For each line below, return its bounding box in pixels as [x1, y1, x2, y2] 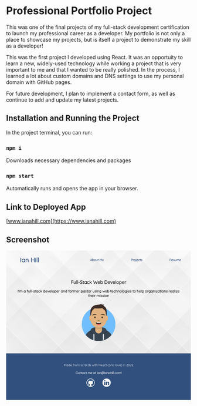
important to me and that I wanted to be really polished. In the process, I [6, 66, 180, 73]
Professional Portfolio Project [6, 4, 152, 18]
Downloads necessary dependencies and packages [6, 157, 131, 164]
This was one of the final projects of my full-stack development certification [6, 24, 189, 31]
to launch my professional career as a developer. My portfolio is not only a [6, 29, 185, 36]
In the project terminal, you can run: [6, 129, 93, 136]
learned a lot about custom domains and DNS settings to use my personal [6, 72, 184, 79]
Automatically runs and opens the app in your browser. [6, 185, 139, 192]
